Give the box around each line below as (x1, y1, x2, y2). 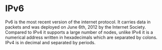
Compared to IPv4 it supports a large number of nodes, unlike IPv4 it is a (5, 29, 153, 35)
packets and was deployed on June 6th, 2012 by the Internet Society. (5, 24, 146, 30)
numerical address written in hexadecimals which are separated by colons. (5, 34, 158, 40)
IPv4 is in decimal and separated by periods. (5, 39, 96, 45)
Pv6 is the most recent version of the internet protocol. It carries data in (5, 19, 151, 25)
